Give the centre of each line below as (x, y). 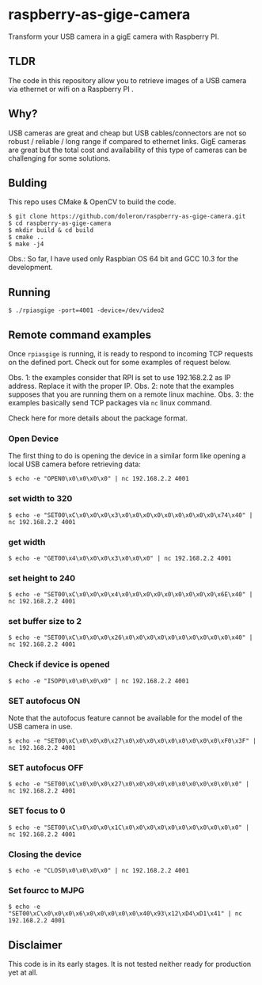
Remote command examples (80, 335)
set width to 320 (40, 499)
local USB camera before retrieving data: (74, 464)
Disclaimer (35, 945)
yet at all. (23, 972)
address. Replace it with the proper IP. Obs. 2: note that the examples (122, 386)
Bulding (28, 183)
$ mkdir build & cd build (51, 230)
